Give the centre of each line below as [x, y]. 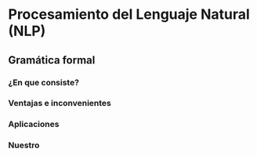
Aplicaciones [34, 125]
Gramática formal [52, 60]
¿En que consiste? [44, 82]
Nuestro [24, 145]
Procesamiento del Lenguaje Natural [129, 15]
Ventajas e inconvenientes [60, 103]
